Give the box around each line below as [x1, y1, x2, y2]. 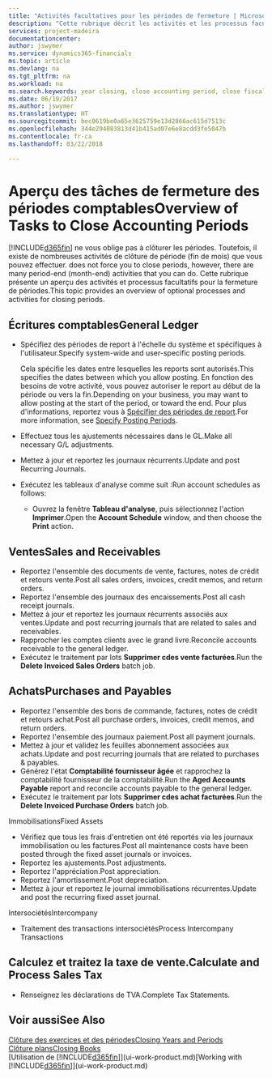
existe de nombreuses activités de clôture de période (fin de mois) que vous [8, 252, 263, 262]
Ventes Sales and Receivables [8, 544, 161, 559]
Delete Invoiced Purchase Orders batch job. [19, 800, 169, 810]
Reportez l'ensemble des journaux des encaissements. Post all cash [19, 592, 245, 602]
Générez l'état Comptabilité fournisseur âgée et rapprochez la [19, 766, 231, 776]
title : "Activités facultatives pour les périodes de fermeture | [8, 11, 237, 20]
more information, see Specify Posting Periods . [19, 415, 178, 425]
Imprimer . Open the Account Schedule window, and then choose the [32, 513, 262, 522]
